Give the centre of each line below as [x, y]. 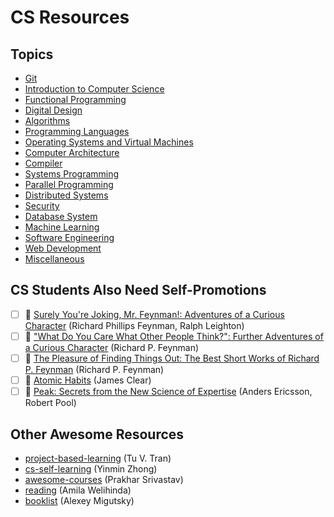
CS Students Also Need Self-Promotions [138, 290]
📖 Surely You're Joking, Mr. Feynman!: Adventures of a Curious [154, 314]
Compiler [43, 163]
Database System [61, 216]
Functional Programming [75, 99]
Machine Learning [62, 227]
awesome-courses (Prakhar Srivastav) [104, 479]
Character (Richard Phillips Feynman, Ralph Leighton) [134, 325]
